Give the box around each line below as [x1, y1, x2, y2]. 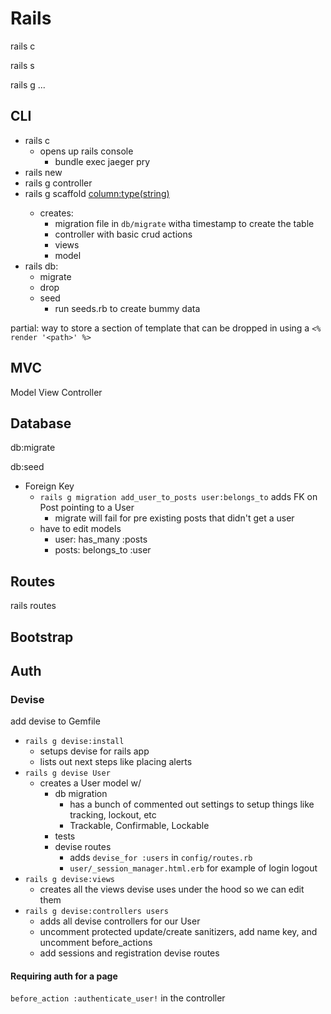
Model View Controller [10, 386, 103, 398]
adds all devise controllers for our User [39, 915, 201, 927]
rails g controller [24, 177, 93, 189]
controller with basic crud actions [54, 228, 193, 240]
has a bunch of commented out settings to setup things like [69, 798, 315, 811]
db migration [54, 788, 108, 800]
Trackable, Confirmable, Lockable [69, 820, 210, 832]
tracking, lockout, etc [69, 809, 157, 821]
